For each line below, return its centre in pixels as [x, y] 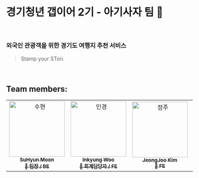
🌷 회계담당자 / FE [98, 166]
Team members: [37, 89]
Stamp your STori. [43, 59]
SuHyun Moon [37, 160]
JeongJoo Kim [160, 160]
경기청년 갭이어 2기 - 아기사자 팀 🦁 [85, 12]
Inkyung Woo [98, 160]
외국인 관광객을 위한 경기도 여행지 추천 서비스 [66, 45]
